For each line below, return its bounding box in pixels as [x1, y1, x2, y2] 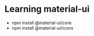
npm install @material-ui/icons [11, 25, 74, 31]
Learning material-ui [4, 3, 90, 15]
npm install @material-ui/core [11, 20, 72, 26]
